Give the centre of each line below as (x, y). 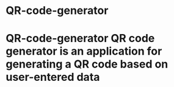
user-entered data (53, 77)
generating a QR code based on (87, 64)
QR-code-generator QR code (80, 39)
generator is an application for (84, 51)
